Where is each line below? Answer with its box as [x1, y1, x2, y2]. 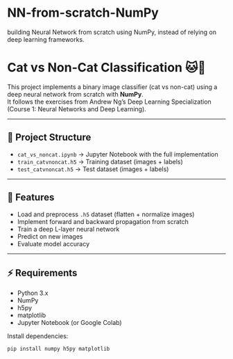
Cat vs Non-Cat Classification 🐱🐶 [7, 60, 206, 76]
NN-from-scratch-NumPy [7, 5, 159, 21]
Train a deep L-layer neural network [17, 225, 120, 233]
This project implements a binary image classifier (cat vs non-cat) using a [7, 82, 218, 91]
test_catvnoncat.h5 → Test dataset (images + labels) [17, 165, 169, 173]
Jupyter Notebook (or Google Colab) [17, 319, 123, 327]
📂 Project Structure [7, 131, 92, 143]
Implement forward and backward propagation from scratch [17, 217, 189, 225]
